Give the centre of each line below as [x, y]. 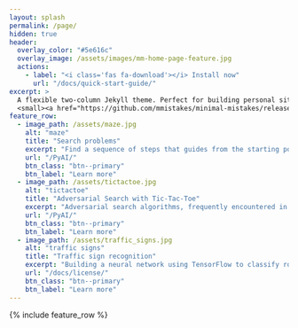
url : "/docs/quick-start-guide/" [94, 83]
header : [24, 42]
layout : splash [37, 17]
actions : [33, 67]
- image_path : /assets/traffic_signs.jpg [95, 240]
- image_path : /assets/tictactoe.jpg [87, 183]
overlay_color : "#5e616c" [65, 51]
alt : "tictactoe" [57, 191]
